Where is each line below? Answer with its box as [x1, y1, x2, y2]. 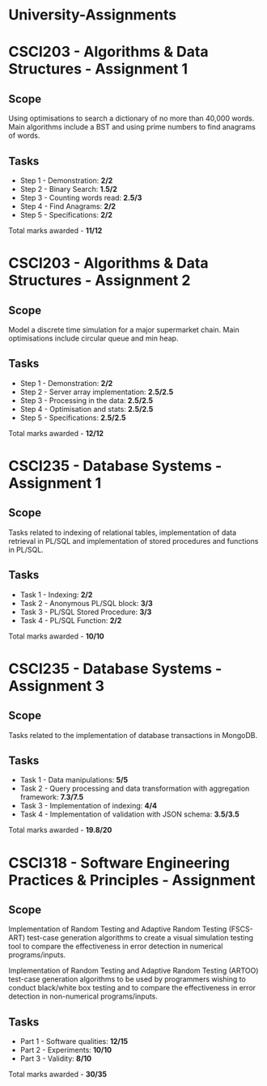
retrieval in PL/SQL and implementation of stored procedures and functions [8, 536, 259, 545]
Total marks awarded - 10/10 [8, 631, 105, 641]
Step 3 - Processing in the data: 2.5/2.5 [19, 395, 154, 405]
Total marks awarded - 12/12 [8, 428, 104, 438]
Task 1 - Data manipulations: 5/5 [19, 775, 128, 785]
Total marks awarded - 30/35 [8, 1070, 108, 1080]
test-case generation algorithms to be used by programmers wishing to [8, 974, 247, 984]
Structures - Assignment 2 [8, 271, 191, 290]
